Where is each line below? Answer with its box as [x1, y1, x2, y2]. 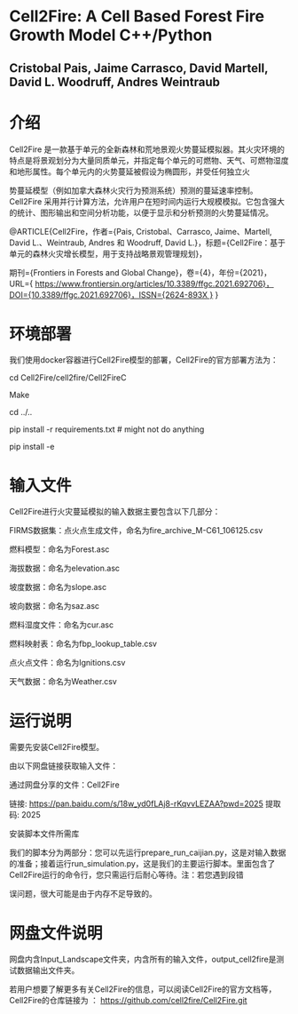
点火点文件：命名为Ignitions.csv [9, 658, 126, 668]
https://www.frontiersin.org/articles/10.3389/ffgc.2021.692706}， [35, 278, 275, 289]
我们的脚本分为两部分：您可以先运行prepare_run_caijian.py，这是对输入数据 [9, 847, 286, 858]
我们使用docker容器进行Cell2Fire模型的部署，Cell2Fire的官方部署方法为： [9, 355, 278, 365]
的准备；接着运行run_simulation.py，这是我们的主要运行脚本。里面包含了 [9, 858, 276, 869]
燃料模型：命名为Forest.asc [9, 544, 110, 555]
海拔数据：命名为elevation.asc [9, 563, 121, 574]
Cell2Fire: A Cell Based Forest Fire [9, 6, 264, 27]
